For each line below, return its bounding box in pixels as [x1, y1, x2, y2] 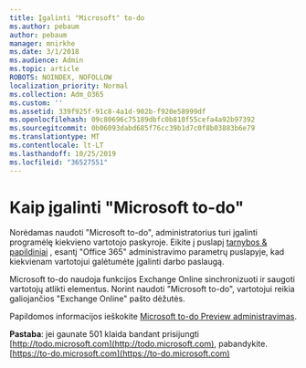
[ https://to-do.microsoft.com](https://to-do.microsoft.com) [9, 348, 230, 359]
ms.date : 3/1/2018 [9, 47, 79, 57]
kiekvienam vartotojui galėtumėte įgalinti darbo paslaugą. [9, 257, 225, 268]
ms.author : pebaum [9, 22, 79, 31]
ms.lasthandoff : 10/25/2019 [9, 149, 117, 158]
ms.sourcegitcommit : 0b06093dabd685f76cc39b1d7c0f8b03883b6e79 [9, 124, 256, 133]
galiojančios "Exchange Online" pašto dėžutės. [9, 293, 185, 304]
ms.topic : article [9, 65, 79, 74]
